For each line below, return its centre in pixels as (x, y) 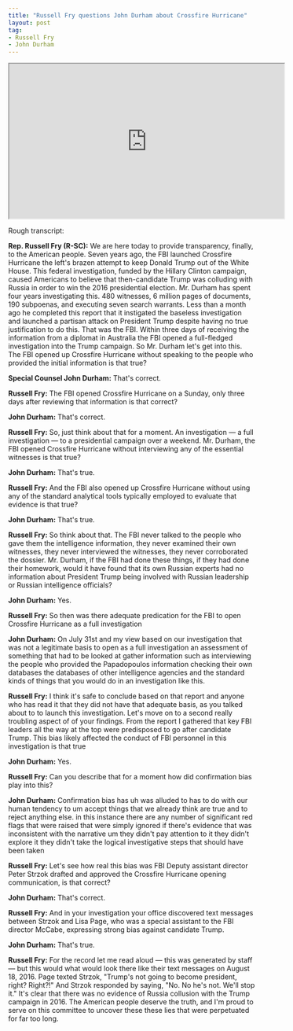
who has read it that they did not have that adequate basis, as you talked (126, 705)
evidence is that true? (43, 505)
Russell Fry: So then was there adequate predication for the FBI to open (125, 616)
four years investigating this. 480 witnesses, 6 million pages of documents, (130, 296)
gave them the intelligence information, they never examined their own (122, 543)
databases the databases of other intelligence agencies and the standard (126, 672)
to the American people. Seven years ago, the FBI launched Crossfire (120, 254)
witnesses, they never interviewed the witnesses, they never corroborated (128, 552)
